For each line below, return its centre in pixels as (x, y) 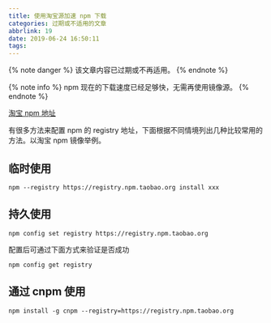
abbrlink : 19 (30, 31)
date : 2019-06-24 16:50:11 (54, 38)
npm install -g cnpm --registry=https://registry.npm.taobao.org (121, 311)
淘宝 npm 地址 (32, 113)
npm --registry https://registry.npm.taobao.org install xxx (114, 187)
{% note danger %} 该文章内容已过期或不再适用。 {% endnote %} (118, 70)
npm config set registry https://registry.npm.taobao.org (108, 233)
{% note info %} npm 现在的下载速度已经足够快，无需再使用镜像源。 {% (129, 87)
